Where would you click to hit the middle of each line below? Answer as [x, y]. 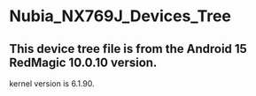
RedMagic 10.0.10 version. [83, 62]
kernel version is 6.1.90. [52, 84]
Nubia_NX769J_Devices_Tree [120, 16]
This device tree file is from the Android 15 [128, 49]
